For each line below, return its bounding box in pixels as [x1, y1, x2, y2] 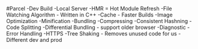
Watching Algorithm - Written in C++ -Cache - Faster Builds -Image [6, 11, 173, 18]
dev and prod [29, 37, 62, 43]
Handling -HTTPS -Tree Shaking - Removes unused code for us [20, 30, 177, 37]
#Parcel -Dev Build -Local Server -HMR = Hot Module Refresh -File [6, 5, 172, 12]
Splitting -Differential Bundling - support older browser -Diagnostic [20, 24, 186, 31]
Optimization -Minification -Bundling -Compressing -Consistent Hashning [6, 18, 188, 24]
